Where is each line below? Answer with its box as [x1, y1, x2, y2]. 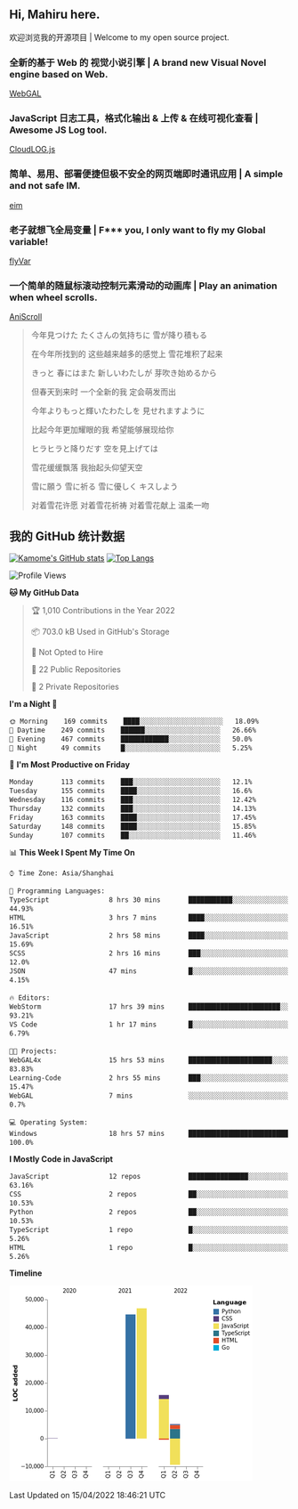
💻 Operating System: [9, 1118, 89, 1127]
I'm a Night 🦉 [9, 699, 58, 710]
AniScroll [9, 312, 43, 322]
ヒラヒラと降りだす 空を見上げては [30, 443, 158, 454]
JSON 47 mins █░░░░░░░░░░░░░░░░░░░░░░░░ [9, 967, 289, 976]
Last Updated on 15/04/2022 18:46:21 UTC [9, 1490, 166, 1501]
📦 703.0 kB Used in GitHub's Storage [30, 627, 171, 637]
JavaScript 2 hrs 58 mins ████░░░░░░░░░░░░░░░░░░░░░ [9, 931, 289, 940]
